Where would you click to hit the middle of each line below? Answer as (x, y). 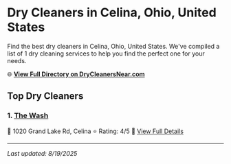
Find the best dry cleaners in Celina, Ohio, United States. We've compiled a (113, 46)
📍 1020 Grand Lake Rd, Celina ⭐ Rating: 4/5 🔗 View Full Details (96, 131)
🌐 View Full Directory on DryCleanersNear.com (76, 74)
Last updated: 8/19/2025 (42, 153)
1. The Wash (28, 116)
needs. (17, 60)
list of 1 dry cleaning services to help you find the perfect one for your (106, 54)
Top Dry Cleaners (45, 96)
